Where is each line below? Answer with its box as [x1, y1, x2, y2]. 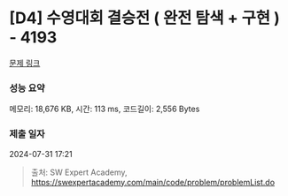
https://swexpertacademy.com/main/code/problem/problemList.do [30, 177, 276, 187]
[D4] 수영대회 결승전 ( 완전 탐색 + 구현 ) [9, 8, 281, 28]
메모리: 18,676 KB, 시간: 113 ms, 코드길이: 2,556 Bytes [9, 103, 200, 115]
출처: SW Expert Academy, [30, 167, 128, 177]
